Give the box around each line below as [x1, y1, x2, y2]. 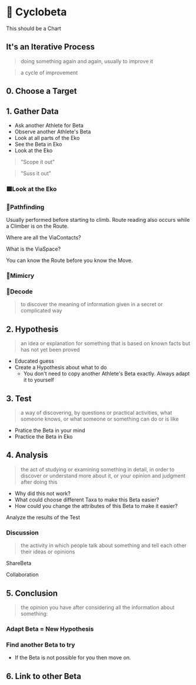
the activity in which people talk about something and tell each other [20, 542, 187, 549]
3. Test [6, 394, 32, 404]
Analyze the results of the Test [6, 513, 81, 521]
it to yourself [23, 376, 54, 384]
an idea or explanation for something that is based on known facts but [20, 340, 191, 347]
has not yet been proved [20, 346, 80, 353]
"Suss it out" [20, 169, 51, 176]
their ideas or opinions [20, 548, 75, 555]
